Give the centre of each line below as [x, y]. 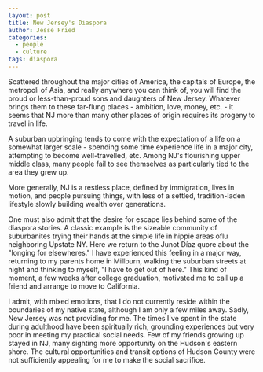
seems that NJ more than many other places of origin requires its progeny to [132, 115]
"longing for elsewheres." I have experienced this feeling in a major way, [125, 252]
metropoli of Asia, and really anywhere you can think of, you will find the [125, 90]
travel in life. [28, 123]
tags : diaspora [33, 60]
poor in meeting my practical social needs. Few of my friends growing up [126, 334]
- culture [31, 52]
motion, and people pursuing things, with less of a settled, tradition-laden [127, 195]
